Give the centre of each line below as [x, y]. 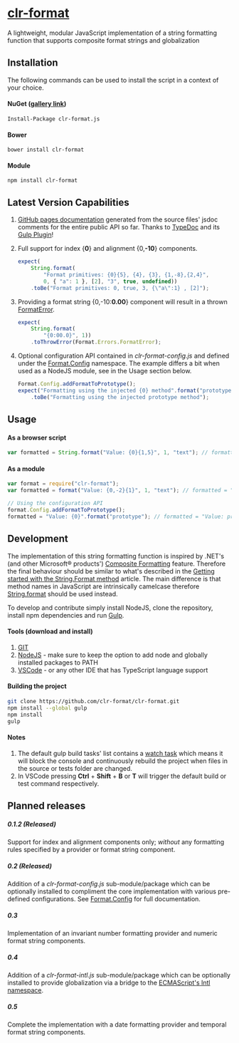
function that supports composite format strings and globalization [103, 40]
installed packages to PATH [58, 662]
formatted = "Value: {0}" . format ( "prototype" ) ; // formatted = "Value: [116, 517]
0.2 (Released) [30, 866]
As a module [26, 469]
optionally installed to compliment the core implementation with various [112, 891]
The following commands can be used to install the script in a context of [113, 80]
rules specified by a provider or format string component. [91, 850]
